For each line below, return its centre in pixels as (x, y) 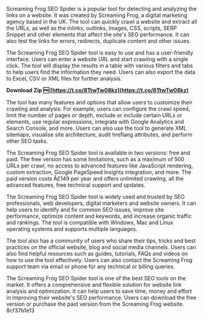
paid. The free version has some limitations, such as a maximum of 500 (95, 159)
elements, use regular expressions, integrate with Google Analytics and (95, 122)
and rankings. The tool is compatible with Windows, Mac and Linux (90, 223)
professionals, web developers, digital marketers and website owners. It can (101, 203)
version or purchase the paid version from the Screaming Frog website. (95, 304)
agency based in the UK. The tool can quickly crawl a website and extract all (102, 22)
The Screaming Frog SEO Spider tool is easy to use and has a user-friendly (100, 53)
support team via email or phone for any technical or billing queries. (91, 267)
